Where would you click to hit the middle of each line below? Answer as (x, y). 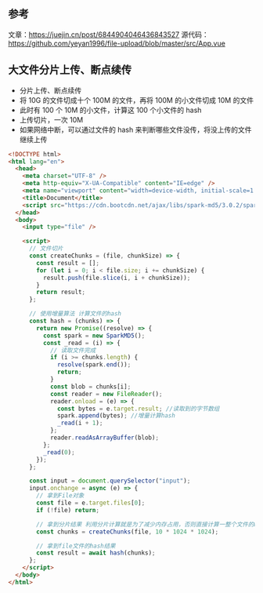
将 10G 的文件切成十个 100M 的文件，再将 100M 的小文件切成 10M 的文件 (137, 100)
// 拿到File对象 (60, 496)
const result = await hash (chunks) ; (96, 553)
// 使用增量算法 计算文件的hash (75, 314)
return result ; (61, 293)
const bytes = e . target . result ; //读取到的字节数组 (139, 409)
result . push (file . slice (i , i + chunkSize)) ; (117, 278)
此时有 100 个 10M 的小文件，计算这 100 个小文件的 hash (110, 110)
